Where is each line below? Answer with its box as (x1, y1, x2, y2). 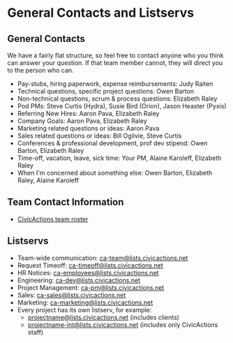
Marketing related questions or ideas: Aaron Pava (17, 124, 160, 132)
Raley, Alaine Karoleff (17, 176, 79, 184)
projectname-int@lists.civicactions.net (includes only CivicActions (27, 320, 218, 329)
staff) (27, 328, 44, 336)
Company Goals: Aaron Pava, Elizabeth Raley (17, 117, 148, 125)
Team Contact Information (7, 196, 124, 208)
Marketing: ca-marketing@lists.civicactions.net (17, 298, 153, 307)
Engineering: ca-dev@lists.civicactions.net (17, 276, 141, 284)
